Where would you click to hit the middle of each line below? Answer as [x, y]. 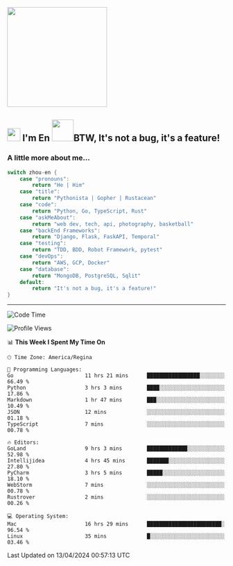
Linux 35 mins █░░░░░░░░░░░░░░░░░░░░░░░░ [116, 536]
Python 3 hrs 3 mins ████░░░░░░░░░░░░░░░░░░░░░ [116, 388]
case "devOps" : [42, 256]
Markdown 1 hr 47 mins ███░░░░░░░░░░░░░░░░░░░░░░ [116, 400]
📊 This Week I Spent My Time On [56, 342]
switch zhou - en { [32, 172]
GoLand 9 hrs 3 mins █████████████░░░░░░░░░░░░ [116, 449]
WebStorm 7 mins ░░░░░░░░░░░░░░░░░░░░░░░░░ [116, 485]
